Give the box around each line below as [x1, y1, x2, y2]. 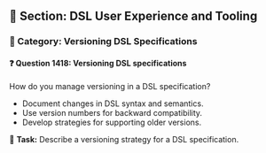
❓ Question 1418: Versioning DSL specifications [9, 57, 187, 68]
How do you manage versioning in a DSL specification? [9, 80, 211, 91]
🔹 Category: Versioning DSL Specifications [9, 35, 198, 48]
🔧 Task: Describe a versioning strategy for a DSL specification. [9, 134, 239, 144]
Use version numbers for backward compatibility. [21, 107, 202, 118]
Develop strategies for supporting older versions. [21, 117, 202, 127]
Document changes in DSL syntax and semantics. [21, 98, 204, 109]
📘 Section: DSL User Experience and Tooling [9, 9, 258, 24]
